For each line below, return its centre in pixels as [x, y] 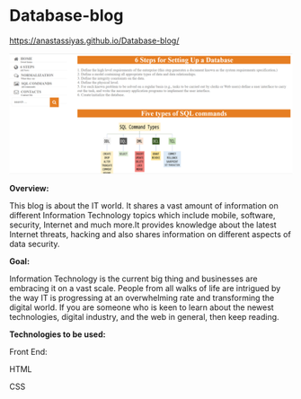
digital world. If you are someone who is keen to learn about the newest [142, 307]
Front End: [28, 351]
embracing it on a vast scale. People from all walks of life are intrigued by [145, 288]
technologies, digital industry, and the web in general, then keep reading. [145, 316]
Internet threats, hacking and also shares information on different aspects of [150, 234]
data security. [35, 244]
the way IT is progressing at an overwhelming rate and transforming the [142, 297]
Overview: [29, 188]
